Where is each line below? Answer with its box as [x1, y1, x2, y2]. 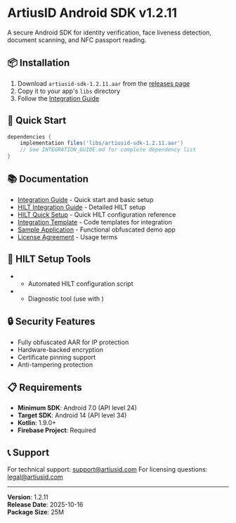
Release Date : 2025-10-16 [7, 500, 84, 509]
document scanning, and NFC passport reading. [7, 35, 147, 44]
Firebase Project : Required [17, 426, 96, 434]
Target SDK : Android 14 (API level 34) [17, 411, 127, 420]
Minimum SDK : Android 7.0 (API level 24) [17, 403, 137, 412]
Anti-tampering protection [17, 360, 93, 369]
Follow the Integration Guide [17, 94, 100, 103]
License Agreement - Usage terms [17, 232, 118, 241]
